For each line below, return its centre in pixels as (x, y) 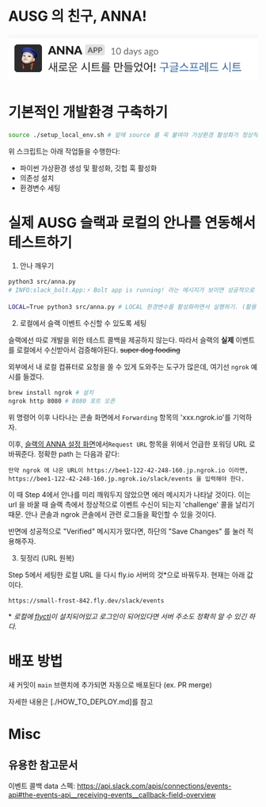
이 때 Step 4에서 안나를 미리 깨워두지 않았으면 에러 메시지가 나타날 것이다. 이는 (129, 494)
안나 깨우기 (37, 266)
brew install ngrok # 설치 (51, 392)
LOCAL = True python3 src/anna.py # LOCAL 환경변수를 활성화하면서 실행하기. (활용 (133, 307)
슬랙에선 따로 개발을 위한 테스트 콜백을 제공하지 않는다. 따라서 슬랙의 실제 (121, 340)
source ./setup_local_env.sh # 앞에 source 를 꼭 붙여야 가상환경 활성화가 (123, 135)
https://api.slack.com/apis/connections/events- (154, 786)
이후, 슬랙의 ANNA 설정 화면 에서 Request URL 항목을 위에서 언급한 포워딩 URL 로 (132, 444)
